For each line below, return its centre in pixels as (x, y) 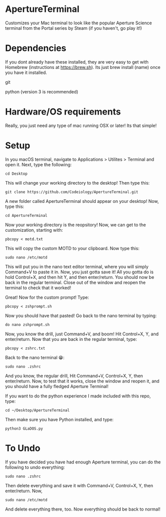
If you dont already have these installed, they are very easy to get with (77, 62)
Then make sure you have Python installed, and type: (59, 419)
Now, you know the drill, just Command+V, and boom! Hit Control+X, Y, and (82, 334)
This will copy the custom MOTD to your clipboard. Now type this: (72, 248)
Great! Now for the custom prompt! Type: (47, 297)
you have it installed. (26, 72)
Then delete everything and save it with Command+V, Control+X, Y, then (79, 485)
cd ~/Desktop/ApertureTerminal (37, 410)
